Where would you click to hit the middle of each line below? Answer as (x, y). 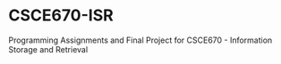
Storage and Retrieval (48, 49)
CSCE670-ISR (61, 16)
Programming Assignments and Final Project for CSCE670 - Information (140, 40)
